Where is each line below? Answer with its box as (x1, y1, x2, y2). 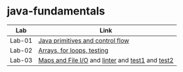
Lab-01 (10, 36, 33, 45)
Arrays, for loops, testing (38, 46, 108, 54)
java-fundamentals (7, 4, 105, 18)
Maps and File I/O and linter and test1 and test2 (38, 56, 174, 64)
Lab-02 (10, 46, 33, 54)
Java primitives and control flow (38, 36, 130, 45)
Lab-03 (10, 56, 33, 64)
